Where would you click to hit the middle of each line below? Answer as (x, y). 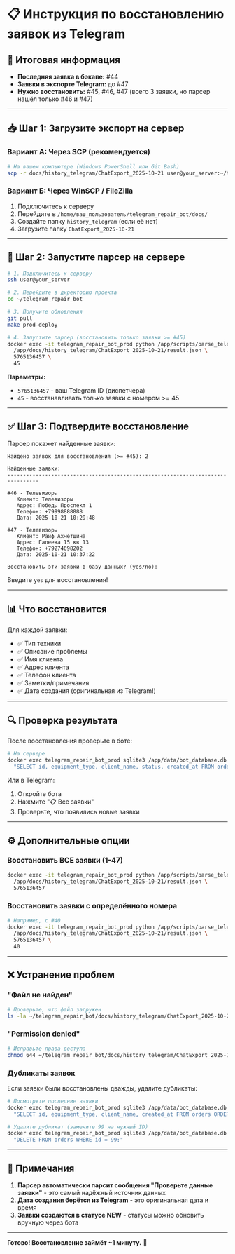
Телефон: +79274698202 (49, 548)
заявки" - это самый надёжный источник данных (92, 1192)
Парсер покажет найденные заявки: (62, 443)
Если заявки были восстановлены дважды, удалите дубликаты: (102, 1088)
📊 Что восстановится (57, 609)
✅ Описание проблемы (52, 651)
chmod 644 (22, 1055)
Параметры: (27, 377)
